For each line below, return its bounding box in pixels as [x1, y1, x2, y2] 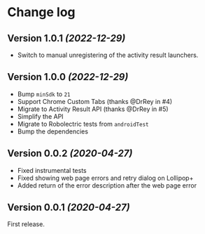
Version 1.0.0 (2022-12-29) [7, 71, 129, 83]
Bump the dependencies [17, 127, 89, 136]
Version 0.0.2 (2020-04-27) [7, 148, 133, 160]
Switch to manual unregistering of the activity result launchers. [17, 51, 199, 59]
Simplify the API [17, 112, 64, 120]
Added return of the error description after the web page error [17, 181, 197, 190]
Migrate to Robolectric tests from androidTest [17, 119, 149, 128]
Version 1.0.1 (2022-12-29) [7, 32, 126, 44]
